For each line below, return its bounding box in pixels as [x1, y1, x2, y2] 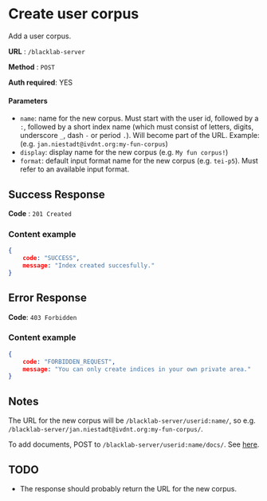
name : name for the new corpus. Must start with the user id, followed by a [19, 113, 259, 124]
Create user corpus [8, 5, 139, 23]
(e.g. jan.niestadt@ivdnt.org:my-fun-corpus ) [19, 139, 169, 148]
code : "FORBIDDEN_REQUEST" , [22, 357, 116, 365]
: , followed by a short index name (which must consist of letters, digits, [19, 122, 253, 132]
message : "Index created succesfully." [22, 262, 155, 270]
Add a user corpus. [8, 31, 72, 41]
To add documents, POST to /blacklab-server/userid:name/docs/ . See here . [8, 440, 260, 449]
